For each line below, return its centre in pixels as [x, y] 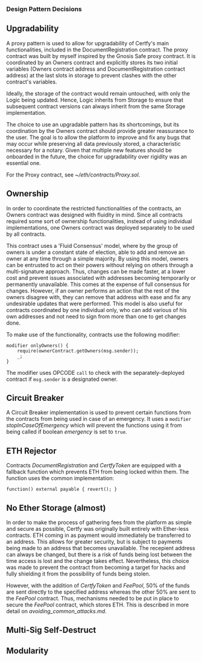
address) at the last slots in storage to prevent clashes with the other [91, 75]
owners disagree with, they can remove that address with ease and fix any [99, 297]
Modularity [27, 651]
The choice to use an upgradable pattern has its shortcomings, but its [93, 124]
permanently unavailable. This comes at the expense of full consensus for [98, 284]
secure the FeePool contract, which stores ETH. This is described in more [97, 605]
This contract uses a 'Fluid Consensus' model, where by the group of [92, 245]
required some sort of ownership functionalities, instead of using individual [99, 221]
